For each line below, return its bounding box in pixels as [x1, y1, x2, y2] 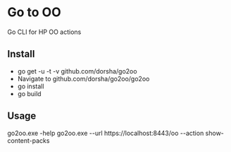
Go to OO [7, 4, 61, 21]
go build [17, 89, 42, 98]
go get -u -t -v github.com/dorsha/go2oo [17, 66, 137, 75]
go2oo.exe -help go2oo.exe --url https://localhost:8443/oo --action [7, 129, 204, 137]
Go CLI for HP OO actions [7, 28, 82, 36]
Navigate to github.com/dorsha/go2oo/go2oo [17, 74, 150, 83]
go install [17, 82, 44, 90]
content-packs [7, 136, 50, 145]
